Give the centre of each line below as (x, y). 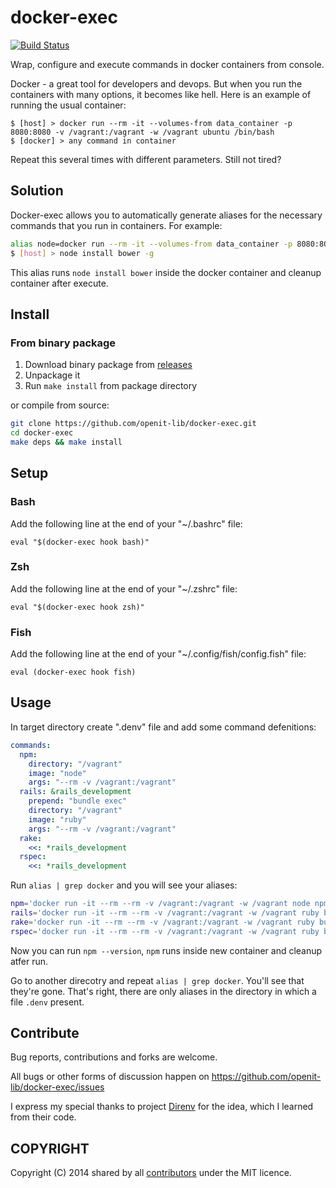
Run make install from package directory (111, 386)
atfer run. (29, 961)
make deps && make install (66, 442)
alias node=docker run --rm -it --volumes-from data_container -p (151, 244)
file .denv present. (47, 1002)
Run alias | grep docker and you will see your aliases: (124, 885)
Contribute (45, 1033)
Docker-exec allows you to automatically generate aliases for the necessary (166, 215)
